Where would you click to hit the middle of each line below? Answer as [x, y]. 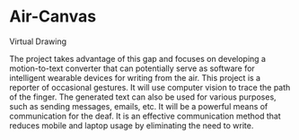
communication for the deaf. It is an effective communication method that [145, 116]
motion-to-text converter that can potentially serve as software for [132, 68]
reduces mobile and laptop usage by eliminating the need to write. [132, 125]
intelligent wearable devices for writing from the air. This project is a [135, 77]
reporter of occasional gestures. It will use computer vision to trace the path [150, 87]
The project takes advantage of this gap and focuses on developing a [138, 58]
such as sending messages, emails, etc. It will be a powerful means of [139, 106]
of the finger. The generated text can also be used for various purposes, [143, 97]
